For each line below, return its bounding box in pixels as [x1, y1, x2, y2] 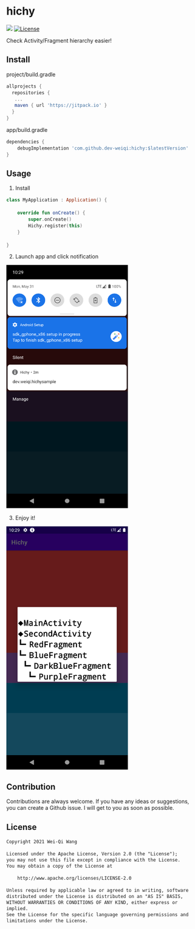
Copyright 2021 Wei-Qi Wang [6, 839, 78, 845]
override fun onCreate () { [17, 210, 86, 216]
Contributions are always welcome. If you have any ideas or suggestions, [6, 798, 190, 805]
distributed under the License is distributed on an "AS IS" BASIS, [6, 894, 183, 900]
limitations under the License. [6, 918, 88, 924]
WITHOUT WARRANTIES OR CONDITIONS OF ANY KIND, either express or [6, 900, 178, 906]
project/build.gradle [6, 71, 56, 78]
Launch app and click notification [15, 253, 99, 260]
